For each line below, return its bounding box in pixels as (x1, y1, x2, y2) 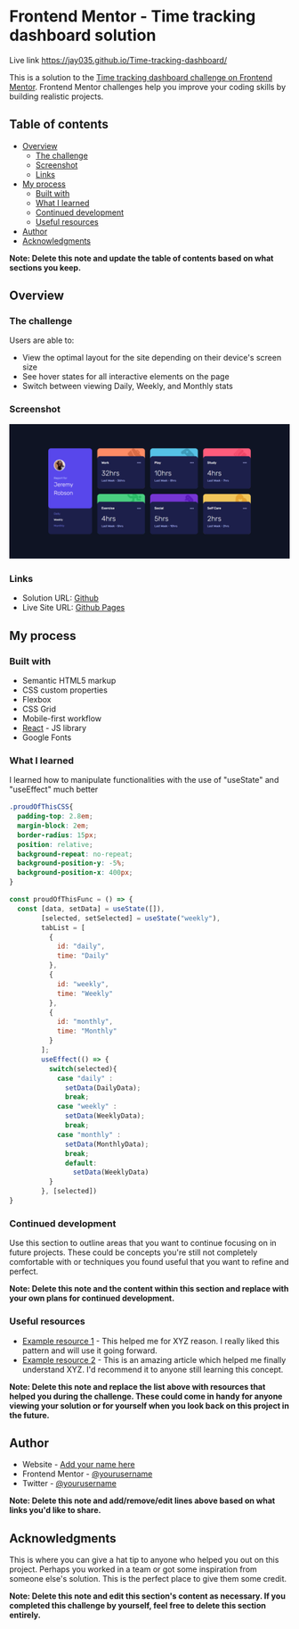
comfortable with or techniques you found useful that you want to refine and (9, 1257, 289, 1267)
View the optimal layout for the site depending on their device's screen (21, 353, 282, 363)
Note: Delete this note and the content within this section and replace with (9, 1284, 289, 1294)
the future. (9, 1409, 51, 1420)
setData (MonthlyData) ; (65, 1140, 149, 1149)
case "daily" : (56, 1074, 114, 1083)
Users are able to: (9, 335, 75, 345)
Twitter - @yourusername (21, 1478, 117, 1489)
